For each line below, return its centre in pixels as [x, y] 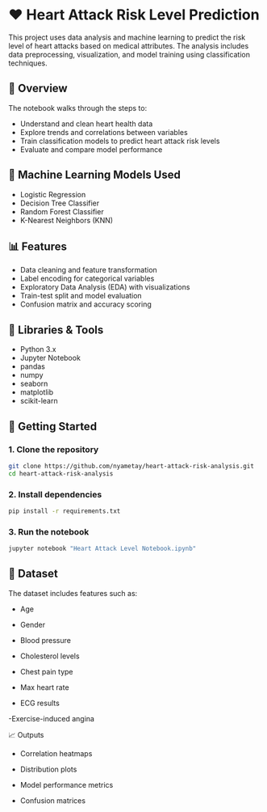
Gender [33, 624]
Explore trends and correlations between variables [104, 132]
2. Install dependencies [55, 494]
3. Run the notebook [49, 531]
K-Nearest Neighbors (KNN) [67, 220]
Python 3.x [38, 349]
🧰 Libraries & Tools [56, 330]
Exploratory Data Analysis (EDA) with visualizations [105, 287]
